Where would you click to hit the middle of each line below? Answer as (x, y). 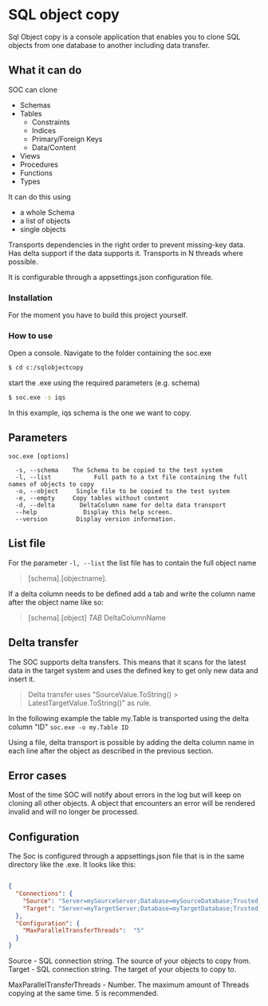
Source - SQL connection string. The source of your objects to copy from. (130, 961)
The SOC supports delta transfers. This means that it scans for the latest (127, 662)
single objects (43, 229)
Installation (31, 298)
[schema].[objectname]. (67, 578)
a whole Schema (47, 212)
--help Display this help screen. (94, 512)
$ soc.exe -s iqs (37, 398)
